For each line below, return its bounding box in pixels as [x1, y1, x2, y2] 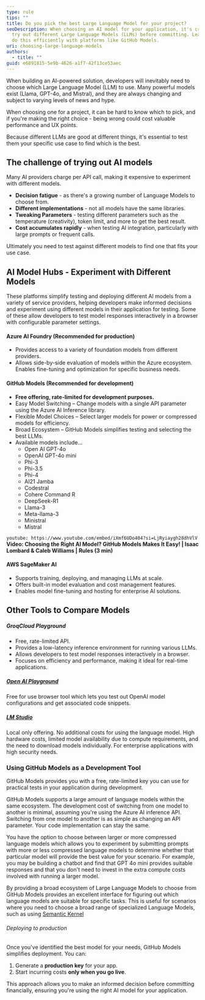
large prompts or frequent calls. [15, 230, 95, 238]
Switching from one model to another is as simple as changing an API [6, 815, 181, 823]
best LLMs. [15, 432, 44, 439]
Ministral [24, 517, 46, 524]
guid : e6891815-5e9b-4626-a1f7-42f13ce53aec [6, 60, 121, 66]
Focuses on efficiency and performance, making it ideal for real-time [15, 657, 188, 664]
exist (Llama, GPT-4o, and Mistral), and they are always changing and [6, 90, 182, 97]
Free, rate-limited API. [15, 638, 71, 645]
